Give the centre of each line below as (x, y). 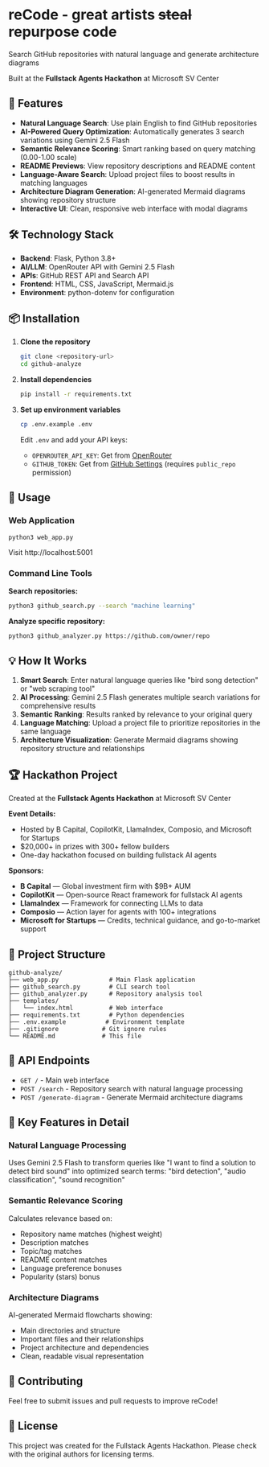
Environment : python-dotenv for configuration (97, 292)
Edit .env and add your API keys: (74, 439)
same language (45, 731)
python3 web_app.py (41, 537)
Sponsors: (26, 871)
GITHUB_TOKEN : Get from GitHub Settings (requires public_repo (134, 463)
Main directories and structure (70, 1331)
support (33, 929)
